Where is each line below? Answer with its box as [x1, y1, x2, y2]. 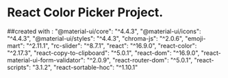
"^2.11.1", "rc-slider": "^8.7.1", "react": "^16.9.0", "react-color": [26, 41, 197, 50]
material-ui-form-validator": [7, 56, 86, 64]
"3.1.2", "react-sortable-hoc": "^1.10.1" [32, 63, 138, 71]
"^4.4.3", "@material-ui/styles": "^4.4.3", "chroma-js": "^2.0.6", [7, 34, 183, 42]
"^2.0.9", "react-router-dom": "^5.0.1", [86, 56, 193, 64]
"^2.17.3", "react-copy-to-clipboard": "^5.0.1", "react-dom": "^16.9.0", [7, 49, 200, 57]
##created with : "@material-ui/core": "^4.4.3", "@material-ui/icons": [7, 27, 201, 35]
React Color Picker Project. [7, 5, 164, 20]
